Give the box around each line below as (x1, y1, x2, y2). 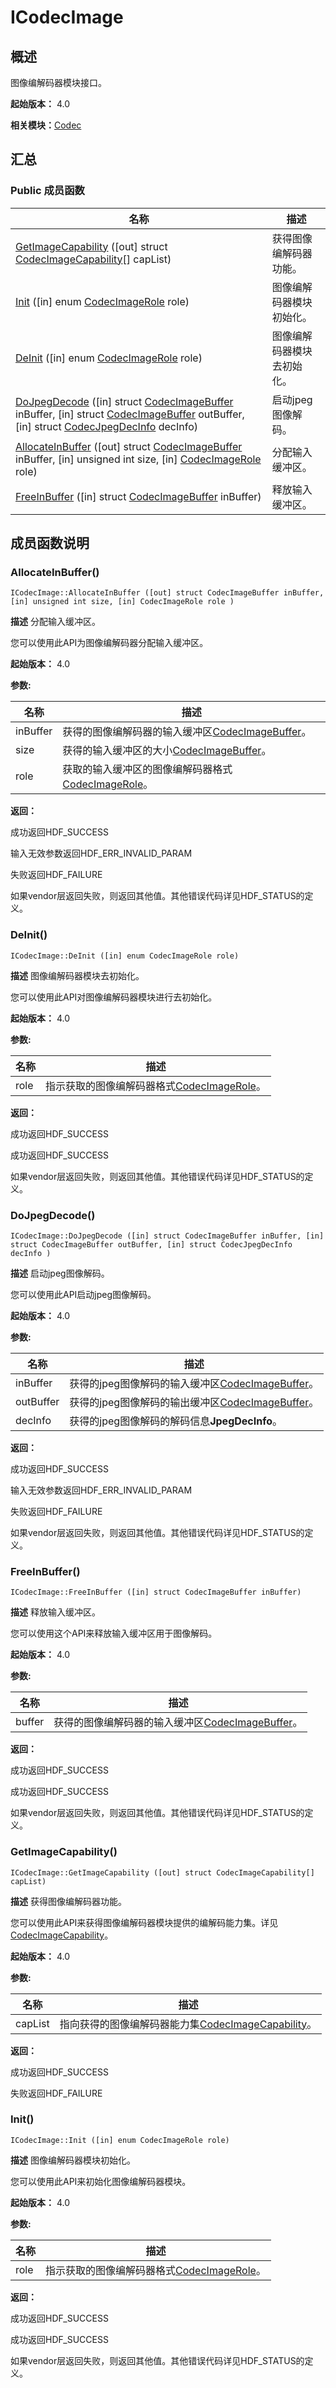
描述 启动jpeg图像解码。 (10, 1267, 110, 1279)
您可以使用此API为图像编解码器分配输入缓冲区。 (10, 637, 209, 649)
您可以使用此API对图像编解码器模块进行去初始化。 (10, 991, 218, 1003)
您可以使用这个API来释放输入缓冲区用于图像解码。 (10, 1627, 218, 1640)
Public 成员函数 (10, 184, 85, 198)
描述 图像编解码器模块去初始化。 (10, 969, 145, 981)
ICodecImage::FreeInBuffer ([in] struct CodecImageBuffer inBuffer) (10, 1587, 302, 1598)
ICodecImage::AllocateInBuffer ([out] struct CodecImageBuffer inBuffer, (10, 588, 325, 598)
